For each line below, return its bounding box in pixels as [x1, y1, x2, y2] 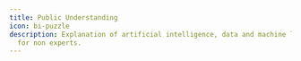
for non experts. [17, 38, 82, 48]
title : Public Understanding [9, 13, 118, 22]
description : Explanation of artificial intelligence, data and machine [9, 30, 287, 39]
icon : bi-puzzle [9, 22, 70, 30]
